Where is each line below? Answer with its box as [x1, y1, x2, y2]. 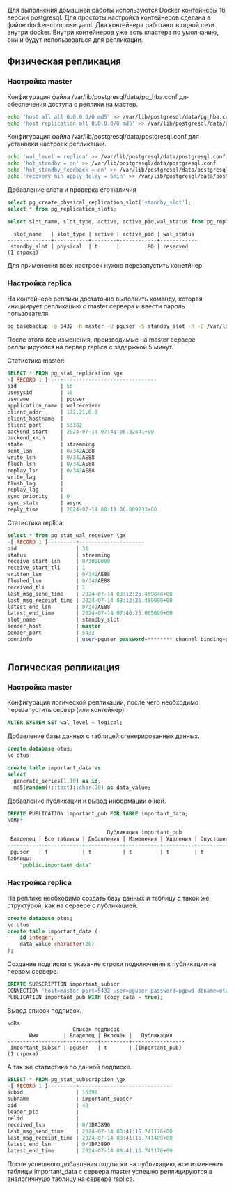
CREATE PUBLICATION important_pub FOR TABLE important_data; [7, 810, 189, 817]
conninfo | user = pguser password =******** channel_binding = [7, 635, 226, 642]
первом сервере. [7, 967, 59, 976]
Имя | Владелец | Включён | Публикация [29, 1032, 173, 1039]
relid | [7, 1115, 79, 1122]
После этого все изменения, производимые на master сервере [7, 335, 196, 344]
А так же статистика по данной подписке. [7, 1062, 132, 1071]
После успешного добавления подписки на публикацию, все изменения [7, 1160, 224, 1168]
